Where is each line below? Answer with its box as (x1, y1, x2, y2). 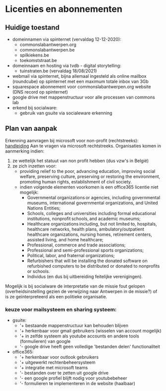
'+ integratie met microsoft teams (19, 365, 88, 371)
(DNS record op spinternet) (12, 89, 68, 95)
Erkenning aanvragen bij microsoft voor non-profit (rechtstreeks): (5, 137, 139, 143)
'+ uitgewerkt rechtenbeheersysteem (19, 359, 96, 365)
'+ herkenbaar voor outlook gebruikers (19, 354, 99, 360)
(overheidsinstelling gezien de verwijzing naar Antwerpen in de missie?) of (5, 288, 158, 294)
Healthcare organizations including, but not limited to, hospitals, (27, 221, 157, 226)
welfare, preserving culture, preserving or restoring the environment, (19, 173, 161, 179)
